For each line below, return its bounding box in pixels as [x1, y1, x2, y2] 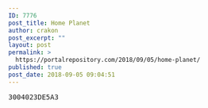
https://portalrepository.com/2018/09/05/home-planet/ [15, 56, 201, 64]
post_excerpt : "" [8, 33, 66, 42]
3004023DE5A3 [8, 92, 60, 102]
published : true [8, 64, 62, 71]
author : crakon [8, 26, 59, 34]
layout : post [8, 41, 52, 49]
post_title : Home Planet [8, 19, 91, 27]
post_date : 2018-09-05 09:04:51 [8, 71, 115, 79]
